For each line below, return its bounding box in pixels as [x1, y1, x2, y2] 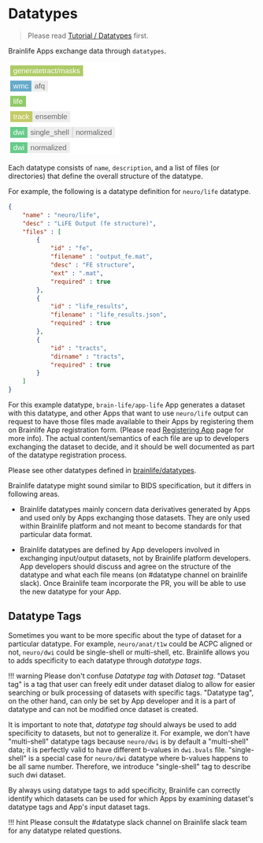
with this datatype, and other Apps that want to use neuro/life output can [8, 408, 249, 418]
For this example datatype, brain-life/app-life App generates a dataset [8, 400, 246, 410]
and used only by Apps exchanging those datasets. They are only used [19, 513, 250, 523]
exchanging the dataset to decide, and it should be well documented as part [8, 442, 255, 452]
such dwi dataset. [8, 770, 66, 779]
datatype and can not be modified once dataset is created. [8, 704, 198, 714]
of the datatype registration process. [8, 450, 128, 460]
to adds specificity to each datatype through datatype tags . [8, 655, 202, 665]
